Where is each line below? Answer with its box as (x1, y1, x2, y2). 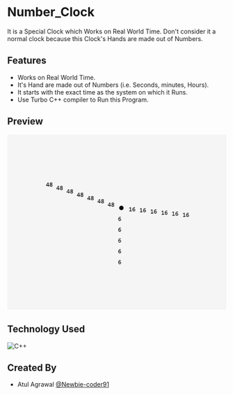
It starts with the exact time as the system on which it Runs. (17, 88, 188, 96)
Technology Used (7, 323, 86, 335)
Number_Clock (7, 4, 95, 20)
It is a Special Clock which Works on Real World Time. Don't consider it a (7, 27, 216, 35)
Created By (7, 362, 57, 373)
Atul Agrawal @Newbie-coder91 (17, 380, 110, 389)
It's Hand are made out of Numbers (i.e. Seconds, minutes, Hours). (17, 81, 209, 89)
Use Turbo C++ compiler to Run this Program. (17, 95, 149, 104)
